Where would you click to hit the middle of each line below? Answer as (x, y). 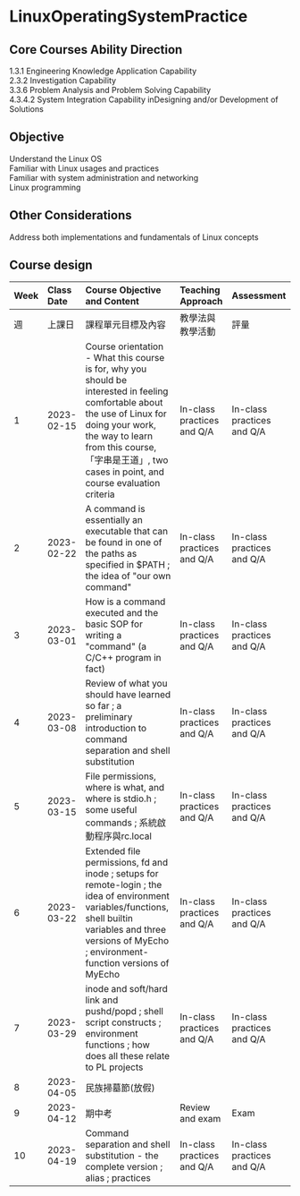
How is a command (125, 602)
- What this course (125, 358)
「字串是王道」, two (127, 460)
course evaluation (123, 483)
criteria (100, 494)
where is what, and (125, 788)
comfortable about (124, 403)
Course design (51, 265)
